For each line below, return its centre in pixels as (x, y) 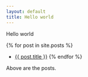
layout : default (26, 11)
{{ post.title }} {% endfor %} (48, 56)
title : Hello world (30, 17)
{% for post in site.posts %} (40, 45)
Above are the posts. (31, 68)
